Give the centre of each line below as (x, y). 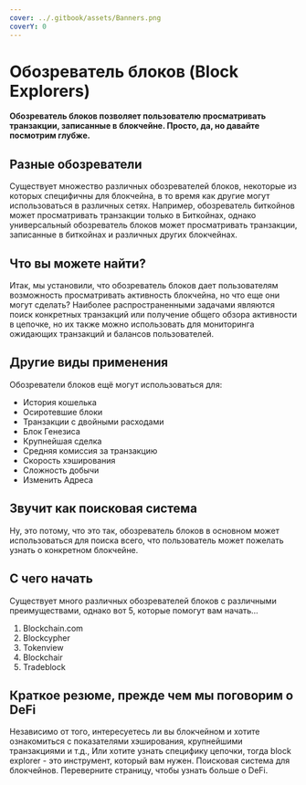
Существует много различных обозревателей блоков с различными (143, 601)
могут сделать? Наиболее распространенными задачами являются (142, 305)
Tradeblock (44, 666)
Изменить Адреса (58, 479)
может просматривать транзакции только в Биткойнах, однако (133, 215)
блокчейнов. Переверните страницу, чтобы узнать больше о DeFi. (139, 770)
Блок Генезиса (51, 431)
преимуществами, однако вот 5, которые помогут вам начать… (134, 610)
